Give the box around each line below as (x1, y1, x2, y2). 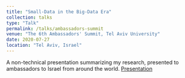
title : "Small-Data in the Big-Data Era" (6, 8, 112, 15)
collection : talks (6, 14, 52, 20)
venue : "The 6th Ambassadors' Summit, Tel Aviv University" (6, 31, 161, 37)
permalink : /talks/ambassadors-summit (6, 25, 104, 32)
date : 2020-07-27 (6, 37, 50, 43)
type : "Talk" (6, 20, 39, 26)
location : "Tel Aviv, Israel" (6, 43, 83, 49)
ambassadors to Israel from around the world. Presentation (6, 65, 152, 72)
